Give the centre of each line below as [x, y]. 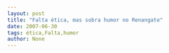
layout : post [26, 13]
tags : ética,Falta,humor [43, 33]
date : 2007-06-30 [32, 26]
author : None [26, 39]
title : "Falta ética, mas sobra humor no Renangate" [85, 20]
